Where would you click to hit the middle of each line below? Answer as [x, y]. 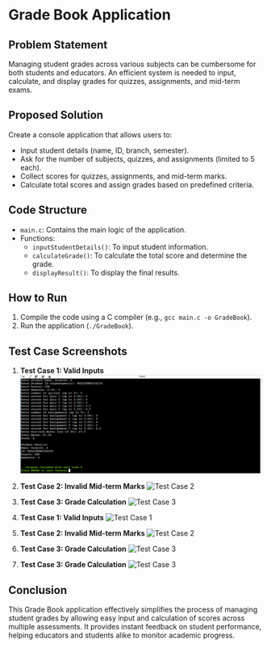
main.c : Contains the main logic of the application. [103, 229]
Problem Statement [58, 45]
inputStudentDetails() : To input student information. [120, 246]
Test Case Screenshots [68, 351]
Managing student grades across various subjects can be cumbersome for [132, 64]
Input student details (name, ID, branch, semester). [104, 150]
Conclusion [38, 590]
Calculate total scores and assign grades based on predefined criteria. [137, 184]
